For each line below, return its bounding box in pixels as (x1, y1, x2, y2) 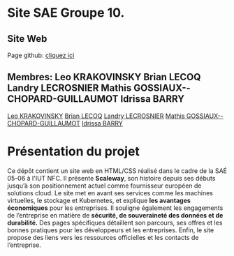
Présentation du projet (7, 144, 140, 159)
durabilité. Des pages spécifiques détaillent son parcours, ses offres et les (7, 218, 223, 227)
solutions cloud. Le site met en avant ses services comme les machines (7, 188, 213, 197)
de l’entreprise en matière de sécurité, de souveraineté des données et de (7, 211, 224, 219)
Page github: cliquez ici (7, 51, 75, 59)
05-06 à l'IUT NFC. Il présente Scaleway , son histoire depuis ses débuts (7, 174, 216, 182)
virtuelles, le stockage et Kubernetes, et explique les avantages (7, 196, 191, 204)
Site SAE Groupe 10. (7, 5, 125, 21)
